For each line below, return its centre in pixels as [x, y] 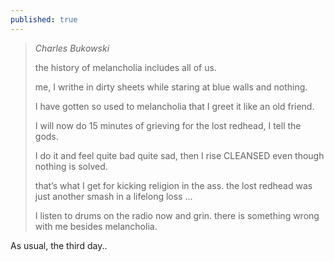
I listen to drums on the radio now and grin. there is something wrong [177, 215]
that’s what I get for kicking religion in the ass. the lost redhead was [173, 185]
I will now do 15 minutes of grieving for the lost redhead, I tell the [168, 125]
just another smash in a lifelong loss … [113, 196]
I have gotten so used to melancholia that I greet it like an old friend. [174, 106]
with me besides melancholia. [96, 226]
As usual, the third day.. [59, 245]
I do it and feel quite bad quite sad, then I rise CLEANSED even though [179, 155]
